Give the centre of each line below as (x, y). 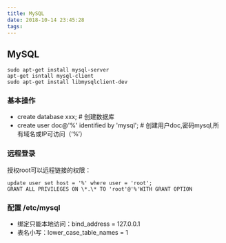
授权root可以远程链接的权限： (49, 170)
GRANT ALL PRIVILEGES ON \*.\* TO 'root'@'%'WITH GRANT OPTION (100, 189)
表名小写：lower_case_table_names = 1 (73, 233)
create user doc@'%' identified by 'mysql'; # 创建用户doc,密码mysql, (115, 125)
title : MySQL (26, 13)
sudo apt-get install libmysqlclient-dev (68, 82)
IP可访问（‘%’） (63, 134)
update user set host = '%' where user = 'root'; (80, 183)
